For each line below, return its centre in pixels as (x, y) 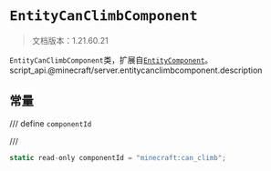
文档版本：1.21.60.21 (70, 40)
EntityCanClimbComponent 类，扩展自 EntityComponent (107, 60)
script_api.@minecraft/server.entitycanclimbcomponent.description (136, 70)
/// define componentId (51, 123)
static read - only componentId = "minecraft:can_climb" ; (118, 157)
